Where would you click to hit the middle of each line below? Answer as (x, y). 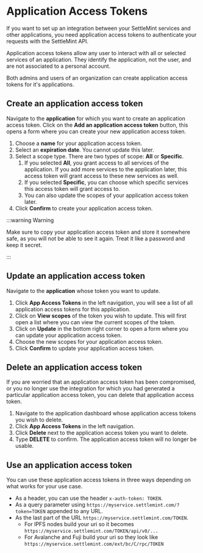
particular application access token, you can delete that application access (100, 395)
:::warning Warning (30, 220)
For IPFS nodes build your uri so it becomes (79, 524)
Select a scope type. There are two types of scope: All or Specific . (99, 156)
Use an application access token (69, 465)
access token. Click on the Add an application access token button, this (97, 125)
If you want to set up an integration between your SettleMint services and (98, 28)
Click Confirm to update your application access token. (84, 348)
